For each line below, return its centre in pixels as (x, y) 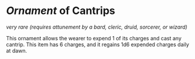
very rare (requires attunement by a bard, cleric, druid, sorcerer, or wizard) (97, 27)
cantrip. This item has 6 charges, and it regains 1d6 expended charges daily (98, 44)
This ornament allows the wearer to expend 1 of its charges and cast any (94, 38)
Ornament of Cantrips (61, 11)
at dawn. (17, 50)
